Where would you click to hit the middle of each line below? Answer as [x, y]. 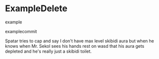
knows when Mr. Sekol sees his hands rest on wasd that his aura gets [75, 46]
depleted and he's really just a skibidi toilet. [48, 51]
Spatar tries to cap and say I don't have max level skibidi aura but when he [79, 41]
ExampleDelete [36, 9]
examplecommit [21, 31]
